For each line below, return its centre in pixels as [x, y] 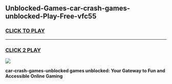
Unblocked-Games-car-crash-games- [68, 8]
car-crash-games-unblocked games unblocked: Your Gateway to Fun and [85, 70]
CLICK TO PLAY [25, 31]
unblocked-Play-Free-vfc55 [51, 17]
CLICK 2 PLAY [23, 50]
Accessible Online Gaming [34, 76]
